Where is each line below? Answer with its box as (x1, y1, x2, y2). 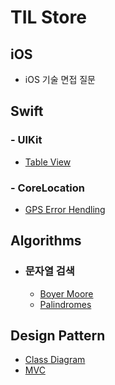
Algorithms (10, 232, 82, 250)
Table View (24, 156, 72, 168)
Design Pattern (10, 327, 106, 345)
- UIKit (10, 133, 43, 147)
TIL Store (10, 6, 87, 29)
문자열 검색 (24, 264, 75, 278)
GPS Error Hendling (24, 203, 106, 215)
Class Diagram (24, 354, 86, 366)
